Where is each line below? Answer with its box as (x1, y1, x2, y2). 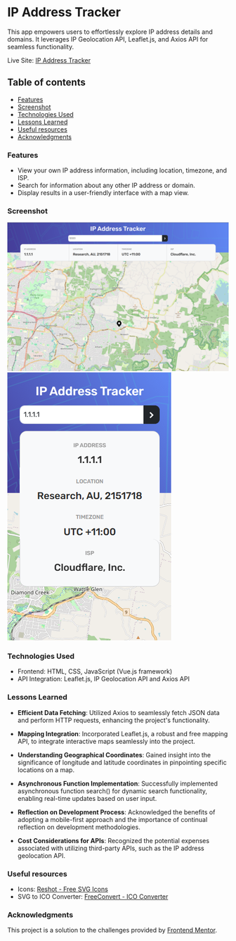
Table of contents (7, 77, 86, 89)
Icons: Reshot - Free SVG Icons (17, 885, 109, 893)
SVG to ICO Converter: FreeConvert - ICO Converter (17, 892, 169, 901)
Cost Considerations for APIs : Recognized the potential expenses (17, 836, 209, 845)
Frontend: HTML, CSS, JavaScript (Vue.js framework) (17, 667, 173, 676)
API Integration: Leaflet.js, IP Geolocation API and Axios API (17, 675, 190, 683)
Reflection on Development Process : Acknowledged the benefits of (17, 807, 216, 816)
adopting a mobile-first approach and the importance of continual (17, 815, 208, 823)
